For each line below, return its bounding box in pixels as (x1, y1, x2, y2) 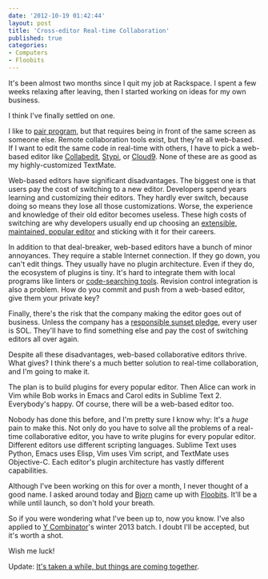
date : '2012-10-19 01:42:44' (8, 11, 106, 20)
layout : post (8, 19, 52, 27)
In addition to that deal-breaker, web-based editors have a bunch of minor (8, 242, 253, 252)
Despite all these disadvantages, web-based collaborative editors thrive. (8, 349, 247, 359)
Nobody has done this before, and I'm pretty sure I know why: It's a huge (8, 414, 250, 424)
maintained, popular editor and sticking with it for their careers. (8, 226, 216, 236)
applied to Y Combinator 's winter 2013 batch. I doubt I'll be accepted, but (8, 521, 250, 532)
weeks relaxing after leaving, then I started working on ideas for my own (8, 86, 246, 96)
